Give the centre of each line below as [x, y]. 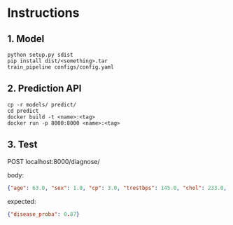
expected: [22, 201]
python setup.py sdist [40, 55]
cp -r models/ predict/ [42, 104]
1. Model [26, 39]
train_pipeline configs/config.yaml [61, 67]
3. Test [22, 145]
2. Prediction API [44, 89]
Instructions [43, 13]
